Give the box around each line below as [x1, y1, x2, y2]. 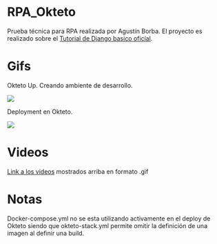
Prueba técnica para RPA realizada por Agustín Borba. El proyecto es [7, 27, 203, 35]
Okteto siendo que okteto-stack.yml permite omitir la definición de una [7, 221, 208, 230]
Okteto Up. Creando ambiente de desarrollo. [7, 81, 133, 90]
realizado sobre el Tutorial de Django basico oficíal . [7, 34, 153, 42]
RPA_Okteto [7, 4, 76, 20]
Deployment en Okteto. [7, 108, 73, 116]
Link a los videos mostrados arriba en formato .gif [7, 167, 149, 176]
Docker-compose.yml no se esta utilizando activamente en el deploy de [7, 214, 211, 223]
